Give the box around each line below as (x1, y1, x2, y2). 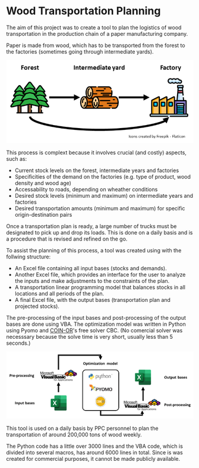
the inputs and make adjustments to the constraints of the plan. (14, 277, 170, 285)
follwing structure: (6, 253, 51, 260)
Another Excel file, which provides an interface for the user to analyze (14, 271, 186, 278)
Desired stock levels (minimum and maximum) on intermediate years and (14, 192, 194, 199)
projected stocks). (14, 302, 59, 310)
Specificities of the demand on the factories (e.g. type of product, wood (14, 173, 191, 180)
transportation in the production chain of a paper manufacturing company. (6, 30, 188, 37)
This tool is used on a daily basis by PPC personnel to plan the (6, 425, 159, 432)
